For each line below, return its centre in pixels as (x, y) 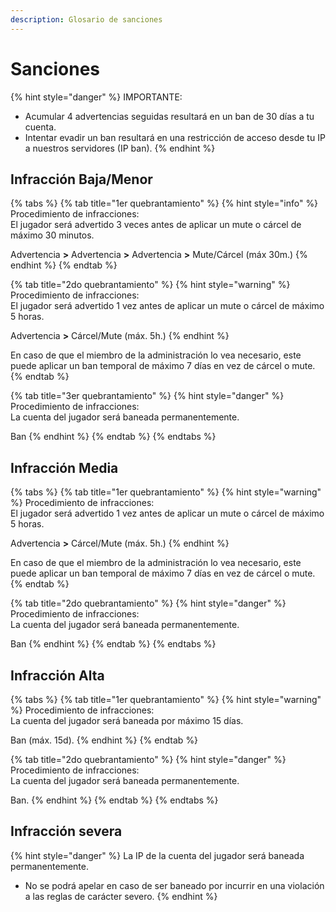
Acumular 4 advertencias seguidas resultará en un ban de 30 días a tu (169, 116)
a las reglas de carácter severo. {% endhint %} (121, 896)
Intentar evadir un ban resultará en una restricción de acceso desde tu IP (175, 137)
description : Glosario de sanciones (86, 19)
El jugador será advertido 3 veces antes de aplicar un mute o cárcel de (156, 225)
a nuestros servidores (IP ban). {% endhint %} (120, 148)
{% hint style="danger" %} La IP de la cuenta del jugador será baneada (157, 855)
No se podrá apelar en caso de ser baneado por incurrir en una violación (174, 885)
